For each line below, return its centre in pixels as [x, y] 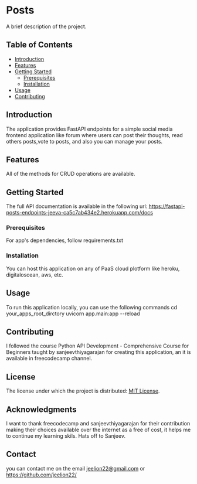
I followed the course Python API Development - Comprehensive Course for [98, 346]
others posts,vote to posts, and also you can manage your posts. [84, 141]
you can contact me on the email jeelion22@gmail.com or [76, 468]
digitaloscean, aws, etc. [35, 275]
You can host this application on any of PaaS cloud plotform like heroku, [93, 268]
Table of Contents [40, 45]
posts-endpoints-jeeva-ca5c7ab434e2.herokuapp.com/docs [80, 213]
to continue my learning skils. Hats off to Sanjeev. [66, 436]
